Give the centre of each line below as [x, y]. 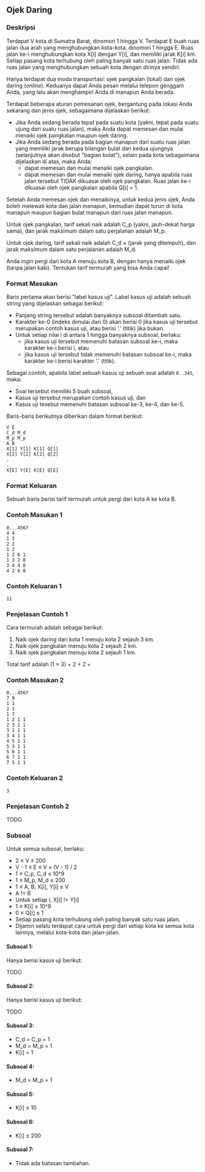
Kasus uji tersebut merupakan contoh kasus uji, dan [80, 398]
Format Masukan [32, 283]
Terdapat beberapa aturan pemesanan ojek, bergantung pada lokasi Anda [99, 104]
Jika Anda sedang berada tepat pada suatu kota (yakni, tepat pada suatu [107, 122]
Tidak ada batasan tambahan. [53, 1163]
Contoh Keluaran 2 [35, 778]
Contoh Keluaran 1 [34, 586]
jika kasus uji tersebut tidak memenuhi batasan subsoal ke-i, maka [108, 354]
